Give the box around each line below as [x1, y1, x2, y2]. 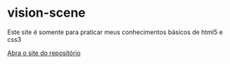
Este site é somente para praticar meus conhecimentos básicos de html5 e [7, 28, 223, 36]
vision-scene [7, 5, 86, 21]
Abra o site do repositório [7, 49, 81, 57]
